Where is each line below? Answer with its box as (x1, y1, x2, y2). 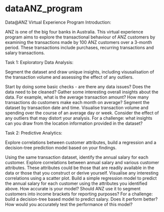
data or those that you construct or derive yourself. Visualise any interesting (5, 170, 159, 176)
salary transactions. (5, 50, 45, 56)
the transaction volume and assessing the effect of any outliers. (5, 74, 134, 80)
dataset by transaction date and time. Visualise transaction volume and (5, 105, 149, 110)
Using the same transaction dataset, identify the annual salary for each (5, 154, 149, 160)
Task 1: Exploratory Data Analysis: (5, 59, 74, 65)
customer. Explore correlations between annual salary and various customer (5, 159, 160, 165)
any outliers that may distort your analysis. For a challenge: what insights (5, 115, 153, 121)
